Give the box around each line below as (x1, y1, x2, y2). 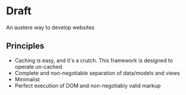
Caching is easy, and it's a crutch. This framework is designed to (14, 56, 173, 64)
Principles (6, 41, 44, 51)
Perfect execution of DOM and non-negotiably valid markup (14, 82, 161, 89)
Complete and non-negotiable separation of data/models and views (14, 69, 180, 77)
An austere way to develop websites (6, 24, 95, 31)
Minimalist (14, 75, 40, 83)
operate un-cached (14, 63, 62, 70)
